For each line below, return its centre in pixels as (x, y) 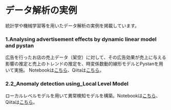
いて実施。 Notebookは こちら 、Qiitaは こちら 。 (55, 70)
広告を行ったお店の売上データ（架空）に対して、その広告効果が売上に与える (86, 57)
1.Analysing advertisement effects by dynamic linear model (81, 39)
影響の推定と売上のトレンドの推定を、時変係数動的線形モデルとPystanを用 (84, 64)
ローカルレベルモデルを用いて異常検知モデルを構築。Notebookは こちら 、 (83, 96)
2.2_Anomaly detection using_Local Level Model (67, 84)
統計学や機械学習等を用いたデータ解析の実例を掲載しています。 (72, 26)
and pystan (20, 46)
